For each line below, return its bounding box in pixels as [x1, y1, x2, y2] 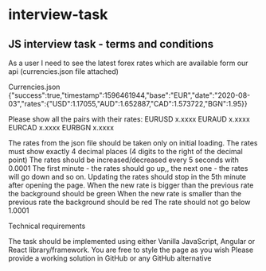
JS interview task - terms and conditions [8, 37, 214, 51]
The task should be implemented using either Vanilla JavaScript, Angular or [8, 237, 256, 246]
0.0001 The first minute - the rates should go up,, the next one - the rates [8, 164, 248, 172]
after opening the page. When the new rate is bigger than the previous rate [8, 180, 254, 190]
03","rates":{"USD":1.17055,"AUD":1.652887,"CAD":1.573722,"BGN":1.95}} [8, 99, 248, 108]
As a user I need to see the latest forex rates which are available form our [8, 58, 248, 68]
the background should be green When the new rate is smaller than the [8, 189, 242, 198]
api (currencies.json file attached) [8, 67, 119, 76]
